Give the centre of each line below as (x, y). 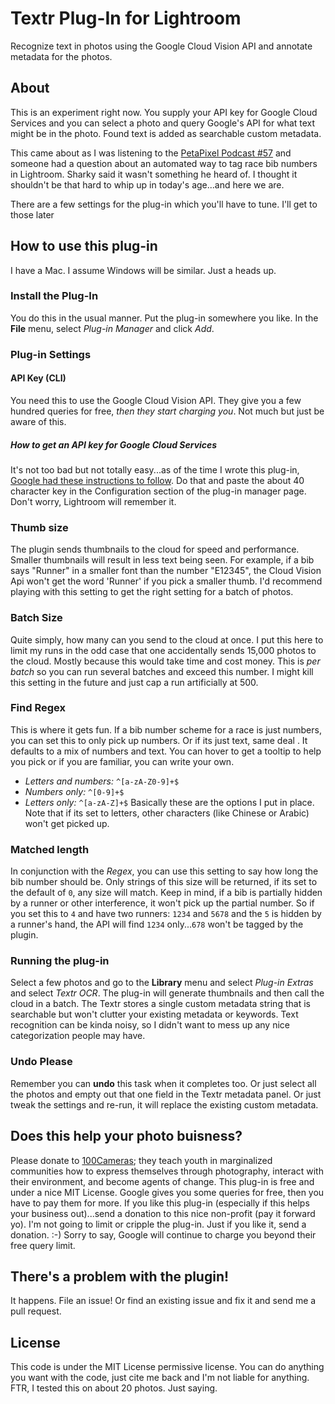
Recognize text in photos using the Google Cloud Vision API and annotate (161, 46)
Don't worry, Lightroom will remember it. (93, 501)
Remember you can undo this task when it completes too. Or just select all (163, 1083)
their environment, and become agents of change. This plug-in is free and (162, 1181)
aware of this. (38, 421)
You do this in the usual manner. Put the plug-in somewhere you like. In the (164, 318)
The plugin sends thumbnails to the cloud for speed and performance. (155, 549)
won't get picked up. (67, 823)
